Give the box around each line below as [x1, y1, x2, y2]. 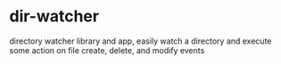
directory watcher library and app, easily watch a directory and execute [9, 36, 272, 46]
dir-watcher [9, 6, 100, 27]
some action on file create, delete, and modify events [9, 44, 205, 55]
